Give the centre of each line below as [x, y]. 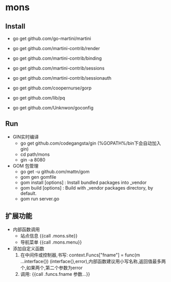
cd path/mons [35, 154]
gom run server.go [40, 199]
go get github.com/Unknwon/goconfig [53, 108]
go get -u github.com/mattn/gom [55, 171]
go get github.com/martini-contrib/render [56, 48]
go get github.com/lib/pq [39, 98]
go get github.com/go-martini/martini [52, 38]
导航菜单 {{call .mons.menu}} [51, 242]
